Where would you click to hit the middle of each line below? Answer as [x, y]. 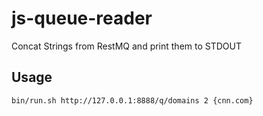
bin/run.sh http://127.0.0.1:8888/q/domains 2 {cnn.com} [132, 100]
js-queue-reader [82, 18]
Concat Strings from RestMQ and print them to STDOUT [127, 46]
